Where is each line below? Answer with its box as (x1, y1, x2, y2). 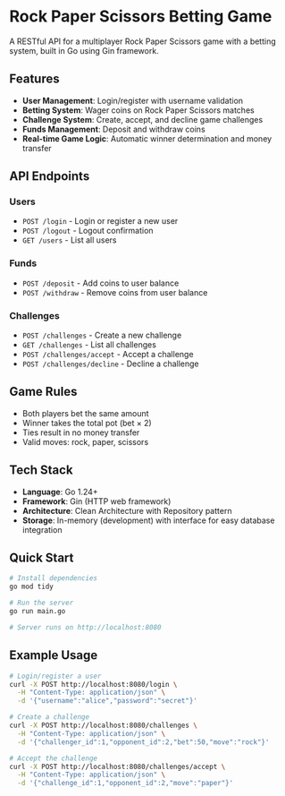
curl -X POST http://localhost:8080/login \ (9, 680, 178, 689)
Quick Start (9, 551, 74, 566)
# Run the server (9, 598, 74, 608)
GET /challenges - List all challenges (21, 339, 156, 350)
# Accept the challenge (9, 754, 98, 763)
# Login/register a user (9, 672, 102, 680)
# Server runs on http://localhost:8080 (9, 622, 163, 632)
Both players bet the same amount (21, 407, 149, 418)
